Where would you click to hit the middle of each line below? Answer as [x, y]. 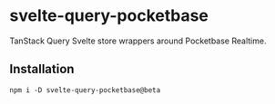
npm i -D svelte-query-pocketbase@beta [85, 90]
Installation [42, 69]
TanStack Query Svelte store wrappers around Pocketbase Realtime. [138, 41]
